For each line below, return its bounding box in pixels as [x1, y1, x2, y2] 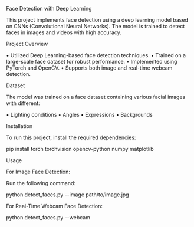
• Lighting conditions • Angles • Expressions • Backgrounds [6, 111, 153, 118]
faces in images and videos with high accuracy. [6, 29, 122, 36]
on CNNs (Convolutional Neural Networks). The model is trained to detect [6, 23, 185, 29]
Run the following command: [6, 180, 75, 186]
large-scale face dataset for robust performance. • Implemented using [6, 58, 177, 65]
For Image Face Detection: [6, 168, 71, 175]
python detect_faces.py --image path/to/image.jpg [6, 191, 129, 198]
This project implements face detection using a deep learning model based [6, 17, 189, 23]
